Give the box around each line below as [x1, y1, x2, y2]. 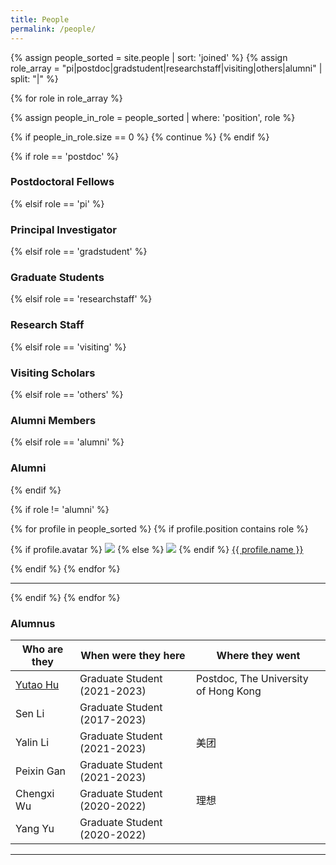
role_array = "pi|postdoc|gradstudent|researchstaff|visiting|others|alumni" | [10, 62, 323, 74]
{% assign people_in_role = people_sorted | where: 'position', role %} [10, 111, 296, 123]
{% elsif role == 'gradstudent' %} [10, 246, 148, 258]
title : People [10, 14, 70, 25]
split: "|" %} [10, 72, 59, 85]
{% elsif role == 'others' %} [10, 388, 124, 400]
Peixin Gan [15, 764, 67, 778]
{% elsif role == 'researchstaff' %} [10, 293, 153, 305]
